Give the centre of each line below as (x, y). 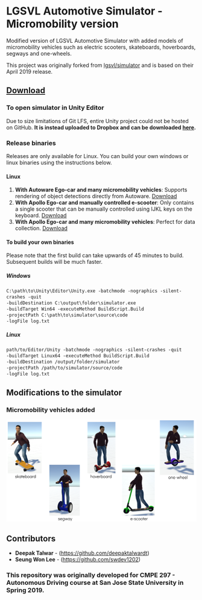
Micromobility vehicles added (51, 410)
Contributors (31, 538)
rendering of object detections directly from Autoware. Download (96, 196)
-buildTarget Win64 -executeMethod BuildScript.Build (75, 309)
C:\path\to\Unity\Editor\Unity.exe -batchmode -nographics (82, 291)
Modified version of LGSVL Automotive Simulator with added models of (95, 40)
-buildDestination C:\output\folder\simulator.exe (71, 303)
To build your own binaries (40, 242)
